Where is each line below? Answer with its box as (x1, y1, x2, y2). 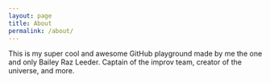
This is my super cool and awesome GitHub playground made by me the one (8, 49, 263, 59)
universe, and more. (8, 66, 75, 76)
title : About (8, 19, 52, 27)
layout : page (8, 11, 52, 20)
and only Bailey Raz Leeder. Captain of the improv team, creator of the (8, 57, 242, 67)
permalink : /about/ (8, 27, 74, 35)
